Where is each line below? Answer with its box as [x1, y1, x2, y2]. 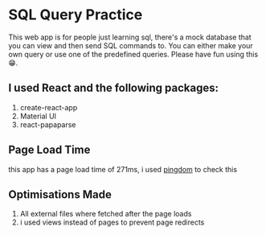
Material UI [19, 111, 57, 121]
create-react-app [19, 102, 78, 112]
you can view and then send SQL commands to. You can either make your [8, 40, 253, 50]
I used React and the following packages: [8, 81, 219, 95]
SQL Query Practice [8, 6, 143, 24]
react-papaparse [19, 119, 76, 130]
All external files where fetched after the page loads [19, 209, 192, 219]
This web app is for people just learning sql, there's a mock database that [8, 32, 252, 42]
